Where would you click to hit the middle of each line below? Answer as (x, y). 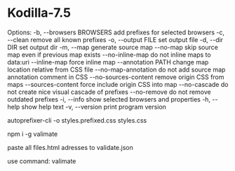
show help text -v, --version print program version (94, 107)
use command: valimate (42, 161)
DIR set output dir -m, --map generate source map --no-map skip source (113, 47)
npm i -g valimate (33, 134)
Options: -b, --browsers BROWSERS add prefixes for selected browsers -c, (116, 32)
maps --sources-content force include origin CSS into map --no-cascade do (118, 84)
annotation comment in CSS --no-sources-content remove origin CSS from (116, 77)
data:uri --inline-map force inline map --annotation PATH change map (108, 62)
